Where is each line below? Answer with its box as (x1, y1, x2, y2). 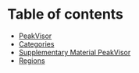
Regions (18, 56, 45, 65)
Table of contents (7, 5, 124, 23)
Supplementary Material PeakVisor (18, 47, 131, 57)
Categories (18, 39, 55, 48)
